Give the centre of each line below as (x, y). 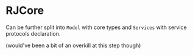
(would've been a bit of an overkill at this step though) (73, 45)
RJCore (25, 11)
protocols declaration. (33, 33)
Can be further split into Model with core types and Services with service (96, 27)
